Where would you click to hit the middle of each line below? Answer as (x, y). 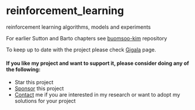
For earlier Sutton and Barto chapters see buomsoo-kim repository (87, 38)
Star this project (34, 82)
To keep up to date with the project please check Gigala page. (81, 49)
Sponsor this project (39, 88)
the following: (23, 69)
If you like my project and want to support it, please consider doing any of (97, 63)
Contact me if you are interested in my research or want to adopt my (97, 95)
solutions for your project (45, 101)
